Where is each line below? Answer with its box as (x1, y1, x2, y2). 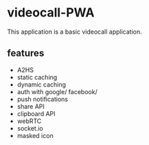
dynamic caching (16, 80, 67, 89)
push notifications (16, 95, 69, 103)
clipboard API (16, 109, 56, 118)
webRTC (16, 117, 42, 125)
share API (16, 102, 45, 111)
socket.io (16, 124, 43, 132)
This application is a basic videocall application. (7, 27, 142, 36)
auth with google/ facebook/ (16, 87, 98, 96)
